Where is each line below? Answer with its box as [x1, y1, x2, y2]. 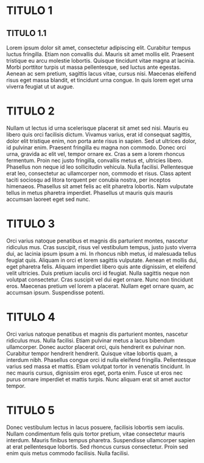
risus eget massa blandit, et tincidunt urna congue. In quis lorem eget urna [6, 77, 194, 83]
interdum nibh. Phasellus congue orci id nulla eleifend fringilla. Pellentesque [6, 356, 197, 363]
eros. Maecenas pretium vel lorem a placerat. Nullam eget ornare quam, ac [6, 282, 194, 289]
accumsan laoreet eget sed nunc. [6, 196, 90, 203]
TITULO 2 [6, 104, 55, 118]
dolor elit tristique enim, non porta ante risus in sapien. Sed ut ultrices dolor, [6, 137, 197, 144]
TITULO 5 [6, 403, 55, 417]
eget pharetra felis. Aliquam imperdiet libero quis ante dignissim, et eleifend [6, 263, 196, 270]
